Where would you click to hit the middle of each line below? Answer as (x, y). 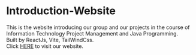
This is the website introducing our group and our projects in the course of (98, 27)
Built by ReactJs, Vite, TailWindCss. (50, 40)
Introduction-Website (61, 11)
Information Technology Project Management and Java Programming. (92, 33)
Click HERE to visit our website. (45, 46)
